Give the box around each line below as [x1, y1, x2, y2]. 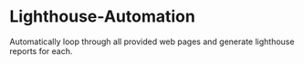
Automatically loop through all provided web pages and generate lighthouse [9, 36, 295, 47]
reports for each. [9, 45, 73, 56]
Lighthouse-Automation [9, 6, 196, 27]
